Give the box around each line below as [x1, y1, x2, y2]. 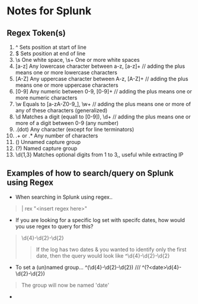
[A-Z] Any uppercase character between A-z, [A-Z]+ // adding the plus [15, 76, 189, 82]
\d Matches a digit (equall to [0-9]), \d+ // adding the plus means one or [15, 113, 191, 120]
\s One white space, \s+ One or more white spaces [15, 57, 140, 63]
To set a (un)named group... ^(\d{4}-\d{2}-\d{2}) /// [15, 264, 141, 271]
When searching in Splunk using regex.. [15, 193, 113, 200]
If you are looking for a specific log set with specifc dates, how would [15, 216, 186, 224]
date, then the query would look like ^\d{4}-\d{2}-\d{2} [36, 252, 170, 259]
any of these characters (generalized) [15, 107, 108, 114]
